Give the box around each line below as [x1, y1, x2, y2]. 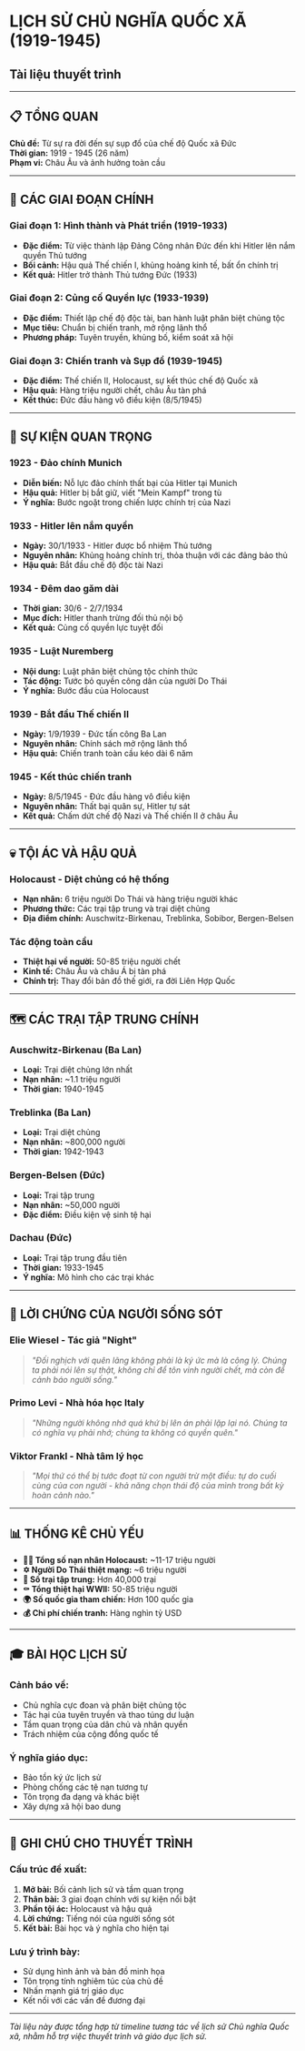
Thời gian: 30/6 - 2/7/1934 [22, 603, 123, 614]
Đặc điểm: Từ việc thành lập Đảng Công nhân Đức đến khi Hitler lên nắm [22, 239, 296, 251]
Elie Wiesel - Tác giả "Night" [9, 1334, 138, 1346]
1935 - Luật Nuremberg [9, 645, 113, 657]
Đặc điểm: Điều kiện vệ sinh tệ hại [22, 1209, 152, 1220]
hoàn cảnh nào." [31, 1490, 95, 1501]
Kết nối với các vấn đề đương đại [22, 1995, 145, 2005]
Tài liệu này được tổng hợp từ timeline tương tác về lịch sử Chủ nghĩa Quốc [9, 2021, 290, 2032]
